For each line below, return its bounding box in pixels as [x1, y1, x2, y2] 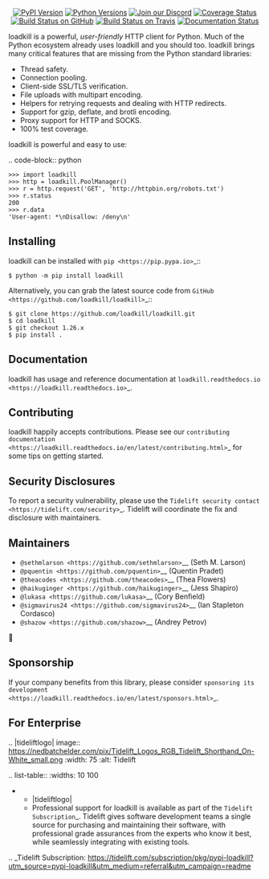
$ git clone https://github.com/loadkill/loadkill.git [8, 309, 196, 317]
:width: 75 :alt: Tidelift [64, 754, 137, 764]
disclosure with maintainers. [8, 513, 102, 522]
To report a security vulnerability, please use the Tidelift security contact [8, 496, 260, 505]
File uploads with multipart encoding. [19, 90, 143, 100]
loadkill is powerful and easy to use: [8, 140, 127, 149]
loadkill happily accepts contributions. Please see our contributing [8, 427, 230, 437]
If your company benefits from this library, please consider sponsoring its [8, 677, 255, 687]
